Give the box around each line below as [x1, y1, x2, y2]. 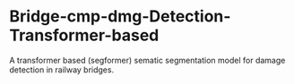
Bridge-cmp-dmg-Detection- [9, 6, 231, 27]
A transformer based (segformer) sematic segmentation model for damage [9, 55, 286, 65]
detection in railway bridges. [9, 64, 115, 75]
